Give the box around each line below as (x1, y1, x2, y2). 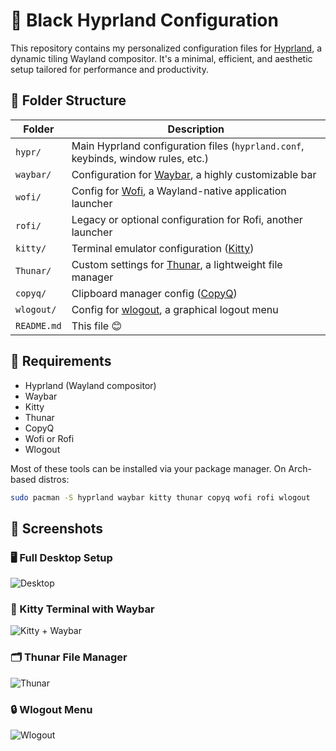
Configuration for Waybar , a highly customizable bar (71, 167, 317, 181)
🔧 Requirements (10, 353, 112, 370)
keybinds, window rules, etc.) (71, 151, 209, 165)
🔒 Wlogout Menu (10, 702, 93, 716)
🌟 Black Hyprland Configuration (10, 9, 279, 32)
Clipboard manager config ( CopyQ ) (71, 286, 238, 300)
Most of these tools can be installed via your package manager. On (10, 462, 287, 474)
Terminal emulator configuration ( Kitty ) (71, 241, 255, 255)
